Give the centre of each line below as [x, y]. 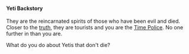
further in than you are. [34, 34]
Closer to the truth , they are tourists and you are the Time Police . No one [95, 28]
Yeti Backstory [25, 8]
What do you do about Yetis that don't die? [58, 45]
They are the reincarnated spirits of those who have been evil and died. [93, 21]
